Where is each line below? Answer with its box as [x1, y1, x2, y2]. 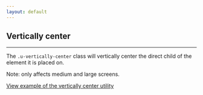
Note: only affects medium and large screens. [6, 70, 120, 78]
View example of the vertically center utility [6, 82, 114, 90]
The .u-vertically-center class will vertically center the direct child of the [6, 52, 192, 60]
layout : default [6, 8, 47, 15]
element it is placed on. [6, 59, 65, 66]
